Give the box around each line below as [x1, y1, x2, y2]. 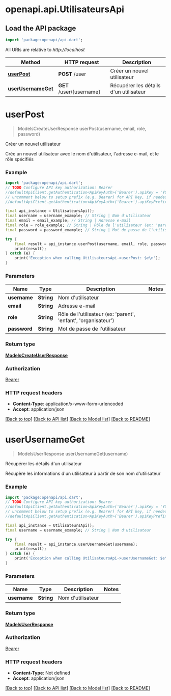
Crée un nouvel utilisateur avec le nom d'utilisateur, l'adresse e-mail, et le [5, 150, 159, 156]
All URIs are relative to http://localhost [5, 46, 85, 52]
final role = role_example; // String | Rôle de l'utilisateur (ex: [5, 223, 154, 228]
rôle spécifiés [5, 156, 34, 162]
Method [21, 59, 41, 66]
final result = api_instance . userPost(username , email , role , [14, 241, 149, 247]
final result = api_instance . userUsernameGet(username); [14, 542, 138, 547]
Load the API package [5, 24, 76, 33]
